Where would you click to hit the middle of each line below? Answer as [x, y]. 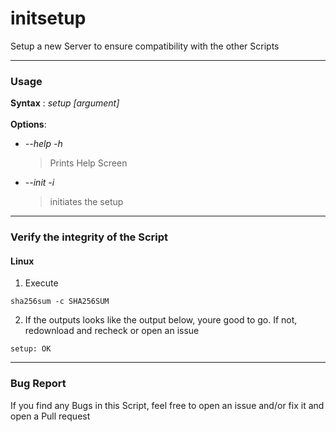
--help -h [43, 144]
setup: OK [31, 349]
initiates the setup [86, 202]
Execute [41, 283]
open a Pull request [50, 416]
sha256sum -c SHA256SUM [60, 302]
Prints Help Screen [88, 163]
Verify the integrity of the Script [89, 237]
